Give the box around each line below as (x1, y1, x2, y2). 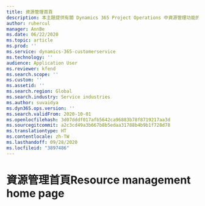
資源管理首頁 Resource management (6, 173, 191, 186)
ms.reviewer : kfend (6, 65, 56, 72)
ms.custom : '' (6, 77, 43, 83)
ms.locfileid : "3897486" (6, 144, 70, 151)
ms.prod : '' (6, 43, 37, 49)
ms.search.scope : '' (6, 71, 59, 77)
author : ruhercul (6, 20, 51, 26)
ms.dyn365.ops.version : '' (6, 105, 75, 112)
